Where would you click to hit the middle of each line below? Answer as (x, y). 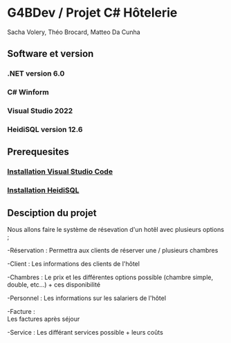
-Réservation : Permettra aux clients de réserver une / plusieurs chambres (113, 251)
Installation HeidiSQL (43, 190)
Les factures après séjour (44, 319)
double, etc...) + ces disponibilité (54, 285)
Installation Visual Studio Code (60, 171)
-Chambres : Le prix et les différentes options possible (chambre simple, (110, 277)
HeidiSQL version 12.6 (45, 130)
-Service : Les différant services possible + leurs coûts (85, 333)
